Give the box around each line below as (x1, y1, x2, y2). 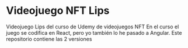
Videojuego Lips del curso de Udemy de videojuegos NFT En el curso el (6, 23, 179, 30)
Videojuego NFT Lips (6, 4, 110, 17)
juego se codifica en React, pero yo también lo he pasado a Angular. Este (6, 29, 182, 36)
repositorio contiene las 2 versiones (6, 35, 92, 42)
